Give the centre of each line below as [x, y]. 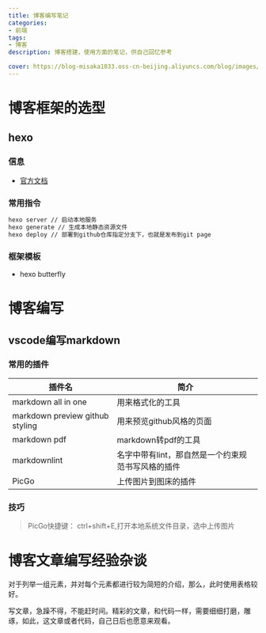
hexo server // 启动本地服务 [53, 220]
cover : [19, 67]
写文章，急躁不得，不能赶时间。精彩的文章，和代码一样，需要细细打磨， [126, 611]
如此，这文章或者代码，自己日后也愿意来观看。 [98, 621]
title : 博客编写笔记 [38, 15]
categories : [28, 23]
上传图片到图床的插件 [156, 481]
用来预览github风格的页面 [164, 421]
